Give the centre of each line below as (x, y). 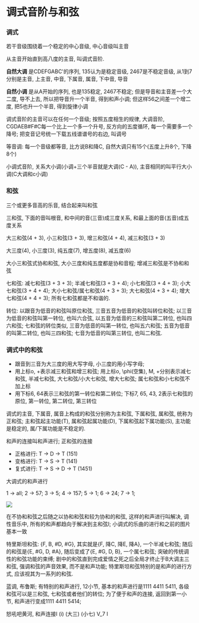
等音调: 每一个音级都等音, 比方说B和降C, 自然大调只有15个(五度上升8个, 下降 (99, 147)
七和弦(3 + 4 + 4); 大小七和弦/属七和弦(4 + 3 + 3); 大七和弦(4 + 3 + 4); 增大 (98, 290)
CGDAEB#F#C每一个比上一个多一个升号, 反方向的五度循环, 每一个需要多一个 (99, 127)
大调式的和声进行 (27, 482)
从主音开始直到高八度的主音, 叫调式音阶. (56, 59)
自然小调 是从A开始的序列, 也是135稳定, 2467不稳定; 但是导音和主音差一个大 (99, 92)
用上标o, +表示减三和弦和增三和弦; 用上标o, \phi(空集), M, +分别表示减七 (103, 372)
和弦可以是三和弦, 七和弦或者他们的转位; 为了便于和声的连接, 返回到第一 (94, 594)
